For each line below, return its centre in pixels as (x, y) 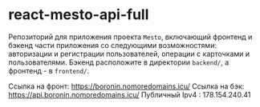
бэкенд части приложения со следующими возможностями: (112, 45)
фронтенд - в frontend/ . (49, 70)
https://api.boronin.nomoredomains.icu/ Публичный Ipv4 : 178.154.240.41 (130, 94)
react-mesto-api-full (79, 15)
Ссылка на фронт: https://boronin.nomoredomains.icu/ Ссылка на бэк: (126, 86)
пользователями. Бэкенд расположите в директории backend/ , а (119, 62)
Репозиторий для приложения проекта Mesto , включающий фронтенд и (130, 37)
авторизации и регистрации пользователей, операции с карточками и (129, 53)
